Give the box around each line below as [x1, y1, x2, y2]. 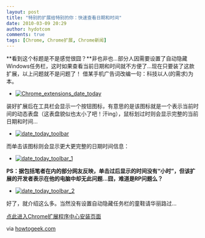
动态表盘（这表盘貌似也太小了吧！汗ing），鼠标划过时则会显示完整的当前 [16, 110, 199, 117]
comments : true [6, 32, 45, 38]
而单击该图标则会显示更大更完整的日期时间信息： [6, 143, 129, 150]
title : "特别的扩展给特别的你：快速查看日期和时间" [6, 15, 122, 21]
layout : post [6, 9, 40, 15]
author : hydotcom [6, 26, 51, 32]
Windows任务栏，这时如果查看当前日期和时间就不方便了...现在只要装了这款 [6, 62, 195, 70]
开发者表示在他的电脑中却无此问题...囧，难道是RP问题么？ [16, 175, 164, 182]
